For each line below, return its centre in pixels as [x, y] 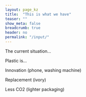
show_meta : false [23, 23]
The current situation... [28, 51]
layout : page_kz [22, 10]
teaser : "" [16, 19]
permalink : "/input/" [27, 37]
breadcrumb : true [23, 28]
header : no [16, 32]
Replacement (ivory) [26, 80]
